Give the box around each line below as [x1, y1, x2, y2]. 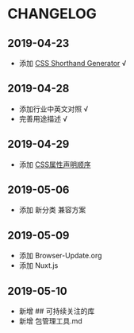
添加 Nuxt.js [18, 261, 59, 270]
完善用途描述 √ [18, 114, 68, 123]
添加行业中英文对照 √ [18, 104, 89, 114]
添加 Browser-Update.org [18, 251, 102, 261]
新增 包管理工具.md [18, 316, 82, 326]
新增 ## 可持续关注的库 [18, 307, 95, 316]
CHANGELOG [7, 5, 97, 23]
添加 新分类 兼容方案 [18, 205, 86, 215]
